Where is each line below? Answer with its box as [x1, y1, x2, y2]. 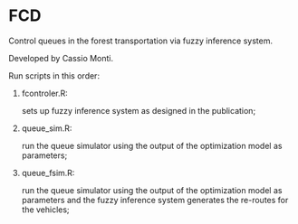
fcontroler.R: [21, 88, 69, 98]
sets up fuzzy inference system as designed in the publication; [21, 105, 256, 116]
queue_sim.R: [21, 123, 72, 134]
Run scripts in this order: [8, 70, 101, 81]
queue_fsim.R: [21, 167, 75, 178]
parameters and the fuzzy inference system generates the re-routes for [21, 194, 289, 205]
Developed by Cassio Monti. [8, 52, 114, 63]
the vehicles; [21, 204, 70, 215]
